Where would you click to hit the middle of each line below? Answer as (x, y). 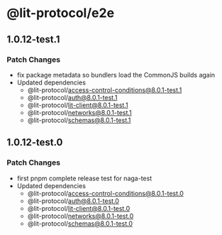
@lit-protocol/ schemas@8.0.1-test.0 (80, 223)
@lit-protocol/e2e (61, 13)
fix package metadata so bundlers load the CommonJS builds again (116, 75)
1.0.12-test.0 (35, 142)
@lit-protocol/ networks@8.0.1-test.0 (81, 216)
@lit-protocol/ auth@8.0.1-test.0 (73, 201)
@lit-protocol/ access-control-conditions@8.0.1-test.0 (105, 193)
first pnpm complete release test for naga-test (84, 178)
